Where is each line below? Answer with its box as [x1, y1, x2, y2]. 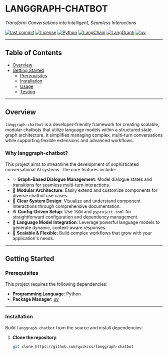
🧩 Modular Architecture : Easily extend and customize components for [12, 187, 158, 193]
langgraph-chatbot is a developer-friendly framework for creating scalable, [5, 121, 159, 127]
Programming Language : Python [12, 291, 81, 297]
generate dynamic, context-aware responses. [12, 224, 106, 230]
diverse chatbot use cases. [12, 192, 68, 198]
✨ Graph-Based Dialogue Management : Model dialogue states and [12, 176, 152, 182]
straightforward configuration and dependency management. [12, 214, 138, 220]
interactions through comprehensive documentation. [12, 203, 121, 209]
